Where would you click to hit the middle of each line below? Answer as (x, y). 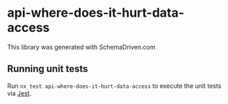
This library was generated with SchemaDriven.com (81, 47)
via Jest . (19, 93)
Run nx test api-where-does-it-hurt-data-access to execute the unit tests (114, 86)
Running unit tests (48, 69)
